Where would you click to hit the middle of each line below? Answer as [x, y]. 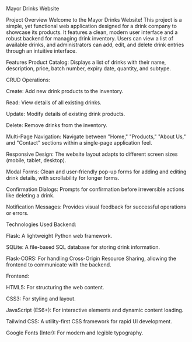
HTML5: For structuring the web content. [55, 287]
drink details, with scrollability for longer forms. [63, 178]
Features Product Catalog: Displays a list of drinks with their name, [86, 62]
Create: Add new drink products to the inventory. [65, 91]
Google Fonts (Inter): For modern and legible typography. [75, 333]
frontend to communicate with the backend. [59, 265]
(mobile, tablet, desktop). [36, 160]
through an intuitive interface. [41, 51]
